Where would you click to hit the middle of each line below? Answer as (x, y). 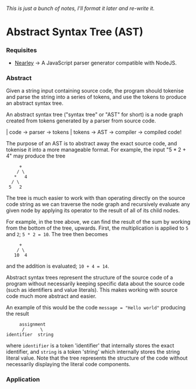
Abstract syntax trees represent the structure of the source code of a (89, 278)
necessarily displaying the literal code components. (68, 364)
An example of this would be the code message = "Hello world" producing (96, 308)
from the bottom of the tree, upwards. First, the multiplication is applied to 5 (97, 228)
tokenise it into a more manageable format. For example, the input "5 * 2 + (96, 150)
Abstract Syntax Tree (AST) (75, 32)
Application (23, 380)
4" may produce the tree (36, 156)
